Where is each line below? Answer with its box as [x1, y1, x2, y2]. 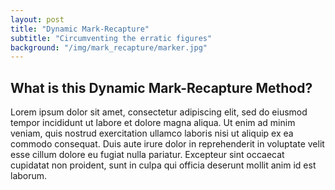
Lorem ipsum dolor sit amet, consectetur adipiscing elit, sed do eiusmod [10, 106, 308, 118]
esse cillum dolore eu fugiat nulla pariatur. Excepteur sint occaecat [10, 149, 285, 161]
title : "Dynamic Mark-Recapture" [10, 24, 150, 34]
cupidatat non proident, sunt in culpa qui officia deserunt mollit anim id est [10, 159, 317, 171]
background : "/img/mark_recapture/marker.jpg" [10, 42, 208, 53]
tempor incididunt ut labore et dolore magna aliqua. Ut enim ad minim [10, 117, 296, 129]
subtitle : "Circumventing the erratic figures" [10, 33, 213, 43]
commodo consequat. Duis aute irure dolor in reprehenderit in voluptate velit [10, 138, 325, 150]
